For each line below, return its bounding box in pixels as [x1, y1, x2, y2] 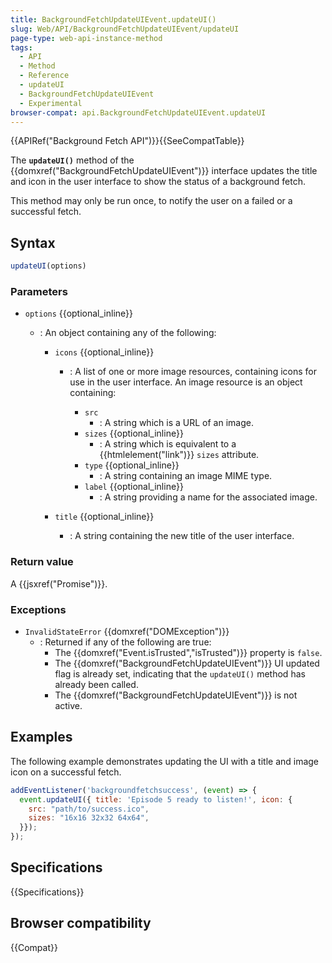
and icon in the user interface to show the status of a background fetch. [10, 176, 306, 188]
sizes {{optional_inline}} [84, 427, 184, 440]
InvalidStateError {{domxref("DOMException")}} [24, 625, 230, 637]
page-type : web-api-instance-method [10, 33, 163, 43]
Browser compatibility [10, 915, 152, 932]
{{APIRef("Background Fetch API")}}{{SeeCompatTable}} [10, 135, 245, 147]
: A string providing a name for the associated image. [99, 491, 318, 503]
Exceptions [10, 602, 67, 616]
